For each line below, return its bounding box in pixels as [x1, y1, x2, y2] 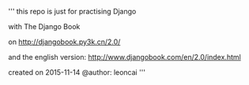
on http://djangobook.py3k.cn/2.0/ [8, 37, 121, 46]
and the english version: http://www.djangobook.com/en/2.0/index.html [8, 53, 241, 61]
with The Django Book [8, 22, 81, 31]
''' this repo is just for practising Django [8, 7, 137, 16]
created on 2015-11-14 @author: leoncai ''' [8, 68, 146, 77]
